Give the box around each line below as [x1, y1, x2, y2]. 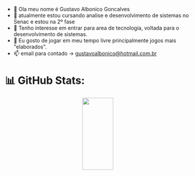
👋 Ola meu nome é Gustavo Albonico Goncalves [13, 6, 130, 12]
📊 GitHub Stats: [5, 74, 85, 87]
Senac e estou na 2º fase [13, 18, 75, 25]
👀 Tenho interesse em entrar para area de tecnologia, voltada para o [13, 24, 180, 31]
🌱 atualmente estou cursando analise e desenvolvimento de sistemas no [13, 12, 189, 19]
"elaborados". [13, 43, 47, 50]
